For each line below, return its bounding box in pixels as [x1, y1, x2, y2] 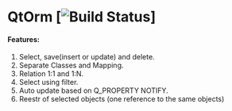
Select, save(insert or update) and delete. [18, 52, 156, 62]
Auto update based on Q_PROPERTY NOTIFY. [18, 86, 168, 95]
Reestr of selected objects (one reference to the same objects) [18, 94, 225, 104]
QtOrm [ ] [7, 8, 157, 26]
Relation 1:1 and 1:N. [18, 69, 84, 78]
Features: [7, 34, 41, 44]
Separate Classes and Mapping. [18, 60, 124, 71]
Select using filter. [18, 78, 79, 87]
